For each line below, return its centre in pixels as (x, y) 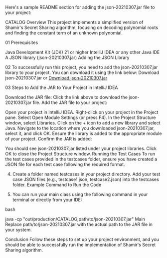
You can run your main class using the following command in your (80, 194)
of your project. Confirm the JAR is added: (49, 139)
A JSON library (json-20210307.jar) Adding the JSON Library (67, 57)
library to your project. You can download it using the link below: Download (82, 72)
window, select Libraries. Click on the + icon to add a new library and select (83, 123)
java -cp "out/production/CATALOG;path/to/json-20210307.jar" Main (75, 219)
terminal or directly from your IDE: (47, 200)
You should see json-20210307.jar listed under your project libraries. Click (81, 148)
